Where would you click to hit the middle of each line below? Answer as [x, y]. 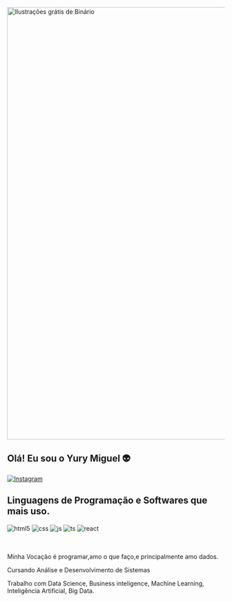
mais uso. [29, 511]
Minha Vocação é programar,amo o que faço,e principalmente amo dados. [113, 557]
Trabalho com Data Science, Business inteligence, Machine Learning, [106, 583]
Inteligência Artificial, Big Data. [51, 591]
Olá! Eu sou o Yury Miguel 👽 [69, 458]
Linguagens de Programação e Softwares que [107, 501]
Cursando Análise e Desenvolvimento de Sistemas [79, 570]
